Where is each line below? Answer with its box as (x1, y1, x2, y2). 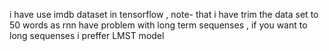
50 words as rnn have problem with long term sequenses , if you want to (9, 19, 308, 31)
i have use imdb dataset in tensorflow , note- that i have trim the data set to (9, 9, 319, 20)
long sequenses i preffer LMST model (9, 30, 165, 41)
